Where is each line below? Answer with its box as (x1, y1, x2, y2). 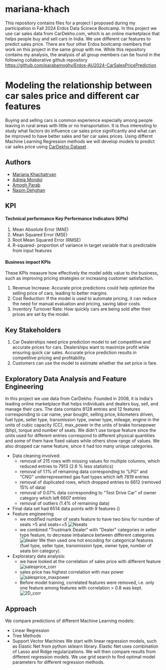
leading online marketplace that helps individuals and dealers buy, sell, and (5, 401, 159, 407)
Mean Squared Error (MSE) (12, 232, 68, 238)
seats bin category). (19, 548, 61, 554)
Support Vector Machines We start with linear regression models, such (12, 638, 157, 644)
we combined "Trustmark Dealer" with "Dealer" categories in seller (19, 527, 157, 533)
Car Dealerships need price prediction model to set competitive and (12, 339, 151, 345)
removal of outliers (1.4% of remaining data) (19, 500, 110, 506)
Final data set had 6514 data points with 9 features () (12, 506, 120, 512)
